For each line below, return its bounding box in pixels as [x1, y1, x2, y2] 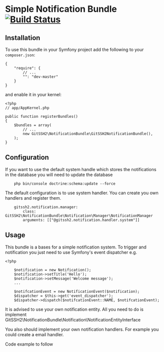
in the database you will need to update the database [5, 172, 113, 177]
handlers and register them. [5, 195, 62, 201]
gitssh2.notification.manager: [14, 205, 78, 210]
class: [23, 209, 36, 214]
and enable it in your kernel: [5, 92, 62, 97]
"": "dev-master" [23, 74, 58, 79]
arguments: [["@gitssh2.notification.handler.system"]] [23, 217, 140, 222]
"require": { [14, 66, 41, 70]
